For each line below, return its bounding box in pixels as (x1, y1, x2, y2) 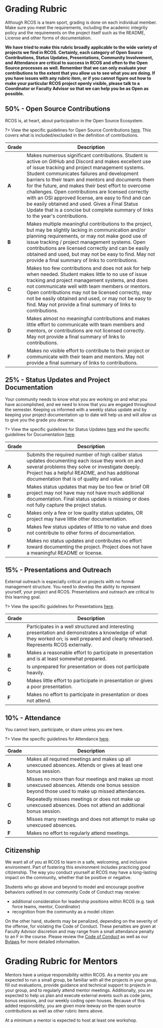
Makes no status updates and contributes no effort (26, 537, 142, 544)
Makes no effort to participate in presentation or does (26, 691, 148, 698)
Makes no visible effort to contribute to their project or (26, 347, 150, 354)
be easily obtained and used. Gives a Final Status (26, 200, 138, 207)
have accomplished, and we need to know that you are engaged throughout (5, 401, 157, 407)
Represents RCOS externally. (26, 641, 93, 648)
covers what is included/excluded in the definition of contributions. (5, 132, 139, 138)
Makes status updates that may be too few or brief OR (26, 483, 149, 490)
